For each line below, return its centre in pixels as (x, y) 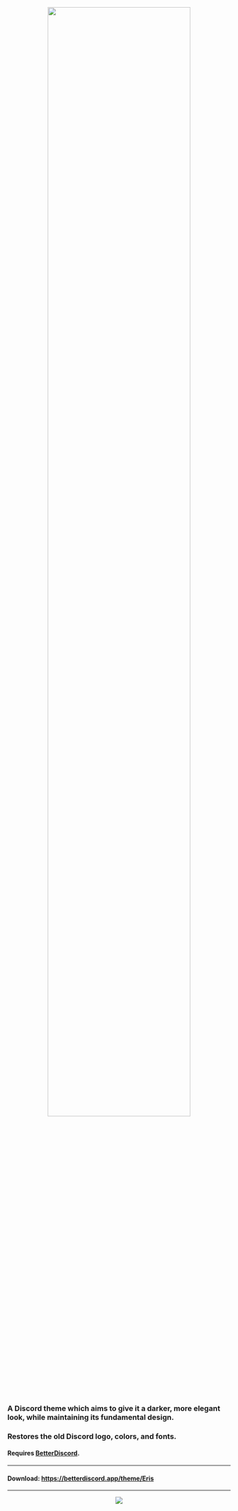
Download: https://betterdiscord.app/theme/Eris (81, 1478)
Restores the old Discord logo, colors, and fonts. (92, 1436)
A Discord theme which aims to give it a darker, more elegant (114, 1408)
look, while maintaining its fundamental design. (91, 1417)
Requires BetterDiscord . (44, 1453)
